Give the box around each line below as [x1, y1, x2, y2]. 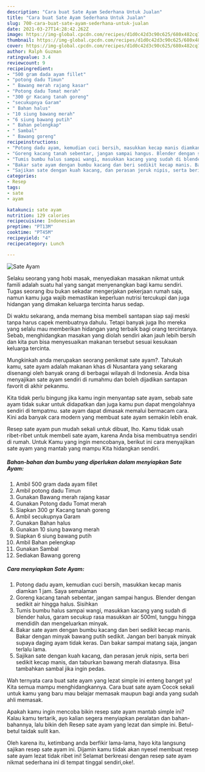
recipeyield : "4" [7, 235, 51, 241]
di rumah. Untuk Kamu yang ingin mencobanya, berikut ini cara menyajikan [7, 438, 195, 445]
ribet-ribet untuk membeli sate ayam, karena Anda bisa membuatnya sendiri [7, 432, 197, 439]
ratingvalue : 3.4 [7, 54, 51, 60]
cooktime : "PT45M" [7, 230, 54, 236]
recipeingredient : [7, 65, 54, 72]
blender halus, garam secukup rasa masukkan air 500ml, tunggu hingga [15, 613, 196, 620]
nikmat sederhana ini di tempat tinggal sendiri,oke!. [7, 759, 136, 766]
